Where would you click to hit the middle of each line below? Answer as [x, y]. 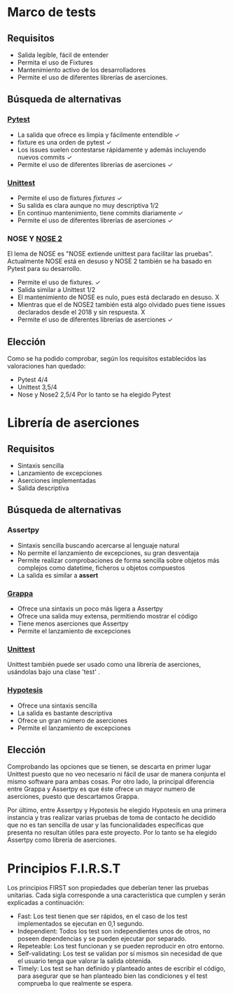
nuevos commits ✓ [45, 157]
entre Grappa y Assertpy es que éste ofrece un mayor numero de [101, 789]
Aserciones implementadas [57, 481]
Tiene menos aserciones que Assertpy [73, 624]
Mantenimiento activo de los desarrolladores [82, 70]
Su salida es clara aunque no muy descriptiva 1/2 [88, 205]
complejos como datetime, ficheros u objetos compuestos [101, 568]
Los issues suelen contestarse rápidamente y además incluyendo [112, 150]
